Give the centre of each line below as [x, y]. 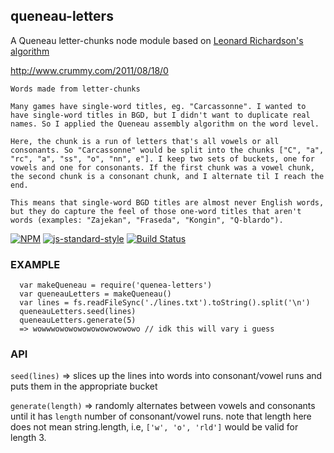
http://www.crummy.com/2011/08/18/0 [89, 70]
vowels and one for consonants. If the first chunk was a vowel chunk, [162, 167]
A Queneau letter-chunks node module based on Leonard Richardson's [157, 40]
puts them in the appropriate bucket [84, 386]
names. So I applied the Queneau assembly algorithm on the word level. [165, 124]
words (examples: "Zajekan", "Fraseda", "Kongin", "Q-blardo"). [147, 220]
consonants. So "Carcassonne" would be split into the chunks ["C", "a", [167, 150]
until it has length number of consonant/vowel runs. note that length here [161, 416]
